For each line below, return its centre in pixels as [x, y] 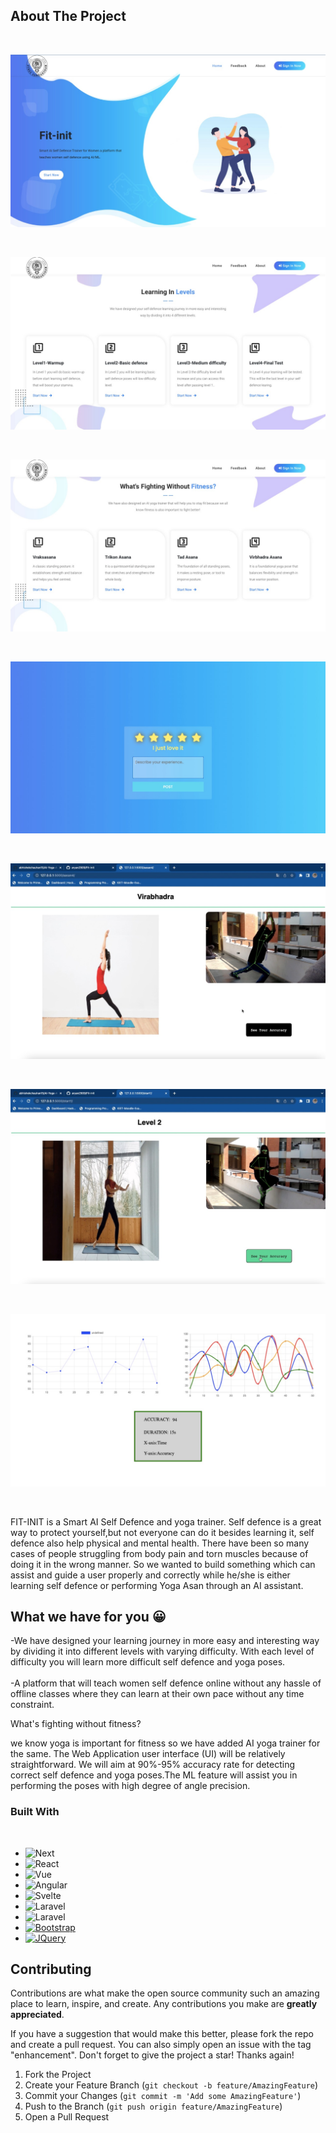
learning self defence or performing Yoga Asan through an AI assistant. [157, 1585]
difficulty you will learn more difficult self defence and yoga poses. [148, 1662]
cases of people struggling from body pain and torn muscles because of [159, 1553]
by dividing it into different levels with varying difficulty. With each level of [162, 1651]
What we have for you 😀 [88, 1616]
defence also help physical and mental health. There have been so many [160, 1543]
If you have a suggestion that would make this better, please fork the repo [162, 2034]
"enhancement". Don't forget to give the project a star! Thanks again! [152, 2055]
